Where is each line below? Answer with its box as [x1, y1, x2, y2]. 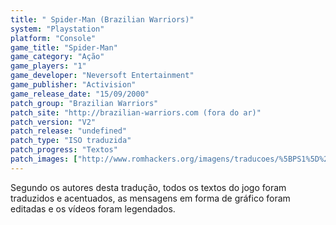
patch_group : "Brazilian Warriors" [10, 98, 159, 108]
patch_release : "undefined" [10, 126, 128, 136]
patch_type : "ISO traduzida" [10, 136, 132, 146]
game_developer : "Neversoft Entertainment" [10, 71, 195, 81]
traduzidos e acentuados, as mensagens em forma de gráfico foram [10, 192, 291, 204]
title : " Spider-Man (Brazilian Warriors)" [10, 14, 195, 25]
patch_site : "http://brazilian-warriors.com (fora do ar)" [10, 107, 262, 118]
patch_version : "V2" [10, 117, 97, 127]
